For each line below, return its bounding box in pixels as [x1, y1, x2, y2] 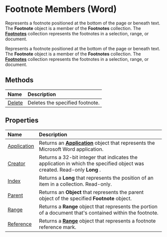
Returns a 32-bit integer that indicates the [39, 154, 138, 161]
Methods [5, 76, 34, 84]
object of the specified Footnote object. [39, 195, 132, 202]
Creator [7, 160, 26, 167]
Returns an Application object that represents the [39, 139, 155, 146]
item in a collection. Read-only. [39, 181, 112, 188]
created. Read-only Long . [39, 166, 101, 173]
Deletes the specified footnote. [27, 99, 100, 106]
